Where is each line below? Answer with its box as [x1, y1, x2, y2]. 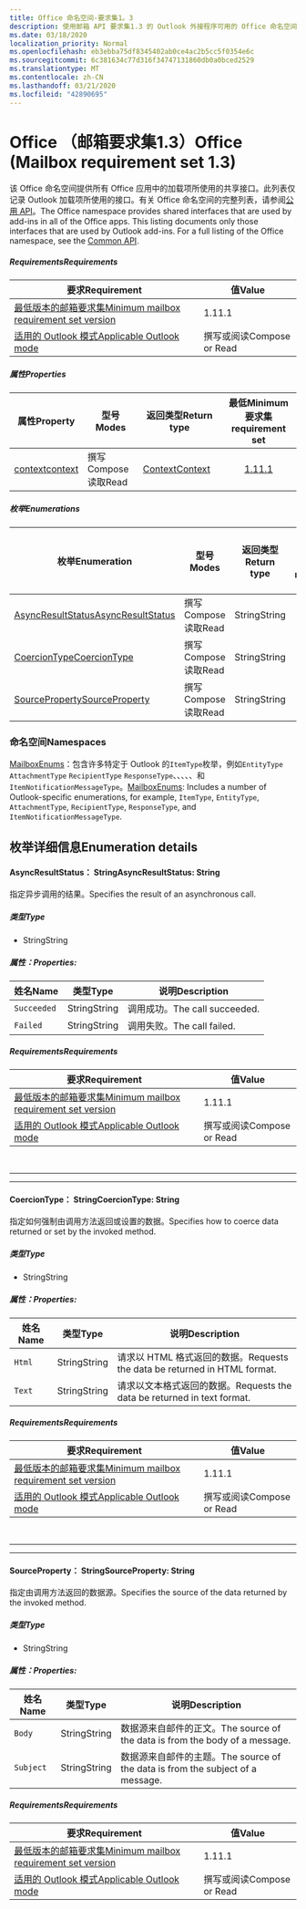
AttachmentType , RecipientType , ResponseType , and [9, 801, 197, 812]
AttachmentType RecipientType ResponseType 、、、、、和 [9, 770, 206, 781]
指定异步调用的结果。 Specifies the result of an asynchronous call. [9, 888, 257, 899]
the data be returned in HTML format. [117, 1363, 277, 1375]
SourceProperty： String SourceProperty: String [9, 1565, 195, 1576]
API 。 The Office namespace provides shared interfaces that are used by [19, 206, 292, 217]
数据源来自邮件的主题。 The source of [120, 1750, 281, 1763]
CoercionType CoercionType [14, 651, 134, 664]
